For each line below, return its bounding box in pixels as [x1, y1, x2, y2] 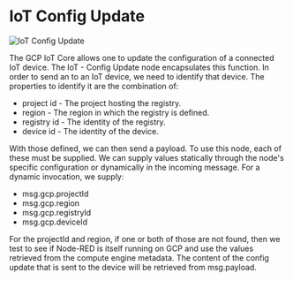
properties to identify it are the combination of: [9, 80, 179, 91]
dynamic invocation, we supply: [9, 171, 124, 182]
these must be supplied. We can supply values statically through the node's [9, 152, 284, 163]
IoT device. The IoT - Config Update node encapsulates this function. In [9, 62, 269, 72]
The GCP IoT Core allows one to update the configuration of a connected [9, 52, 275, 63]
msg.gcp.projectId [21, 188, 89, 199]
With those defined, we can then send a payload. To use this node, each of [9, 143, 282, 154]
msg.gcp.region [21, 197, 80, 209]
